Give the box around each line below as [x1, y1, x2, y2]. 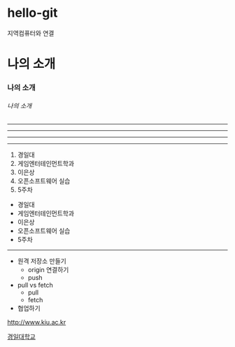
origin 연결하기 [27, 266, 69, 274]
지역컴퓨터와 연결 [7, 29, 55, 37]
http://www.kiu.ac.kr [7, 318, 66, 327]
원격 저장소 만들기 [17, 257, 66, 265]
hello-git [7, 5, 58, 21]
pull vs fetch [17, 281, 54, 290]
